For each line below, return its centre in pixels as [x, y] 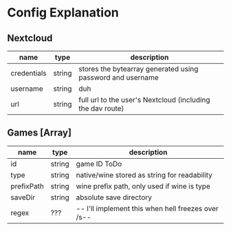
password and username [119, 77]
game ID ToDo [99, 164]
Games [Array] [40, 133]
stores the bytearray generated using [139, 69]
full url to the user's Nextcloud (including [144, 100]
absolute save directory [114, 197]
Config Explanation [63, 13]
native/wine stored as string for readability [144, 175]
